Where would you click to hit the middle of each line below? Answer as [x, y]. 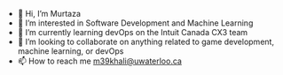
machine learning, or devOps [71, 51]
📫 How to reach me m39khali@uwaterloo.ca [99, 61]
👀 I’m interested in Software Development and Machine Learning [135, 23]
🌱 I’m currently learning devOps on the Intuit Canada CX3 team [133, 32]
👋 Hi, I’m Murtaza [49, 14]
